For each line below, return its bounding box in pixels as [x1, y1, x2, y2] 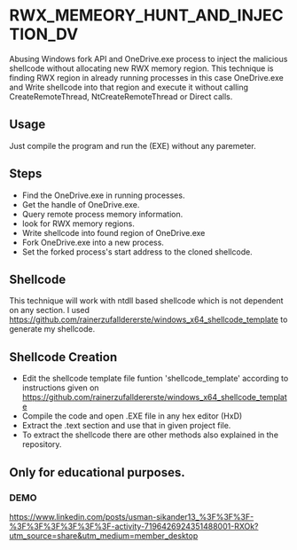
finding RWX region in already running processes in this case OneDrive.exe [9, 72, 284, 82]
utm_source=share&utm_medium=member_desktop [9, 530, 199, 541]
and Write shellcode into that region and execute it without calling [9, 82, 249, 92]
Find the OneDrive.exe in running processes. [21, 190, 185, 200]
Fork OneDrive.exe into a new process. [21, 237, 164, 247]
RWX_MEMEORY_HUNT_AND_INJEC [9, 5, 284, 26]
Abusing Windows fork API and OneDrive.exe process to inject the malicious [9, 53, 288, 64]
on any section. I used [9, 305, 90, 316]
